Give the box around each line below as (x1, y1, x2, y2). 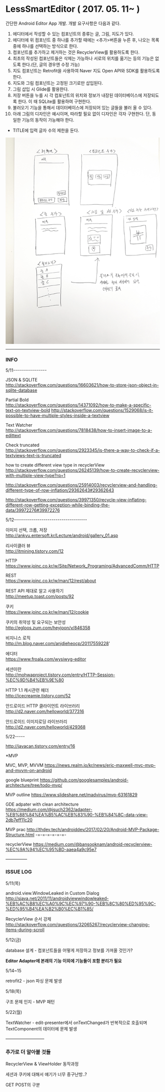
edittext (5, 433, 21, 438)
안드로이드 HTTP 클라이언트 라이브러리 (5, 703, 80, 709)
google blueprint (5, 777, 39, 783)
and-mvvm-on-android (5, 768, 52, 774)
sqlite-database (5, 387, 37, 393)
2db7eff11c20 (5, 817, 33, 823)
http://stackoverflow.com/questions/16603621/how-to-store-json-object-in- (5, 382, 159, 388)
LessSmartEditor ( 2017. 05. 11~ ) (5, 3, 140, 15)
